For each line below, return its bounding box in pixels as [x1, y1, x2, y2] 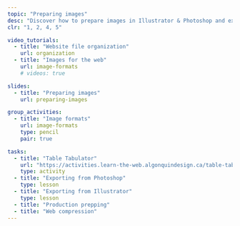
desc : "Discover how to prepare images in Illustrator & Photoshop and [7, 17, 225, 24]
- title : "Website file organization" [14, 43, 130, 51]
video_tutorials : [7, 36, 59, 43]
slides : [7, 83, 31, 90]
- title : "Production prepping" [14, 201, 111, 208]
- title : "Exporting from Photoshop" [14, 175, 126, 182]
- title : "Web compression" [14, 207, 98, 215]
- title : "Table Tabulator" [14, 155, 98, 162]
